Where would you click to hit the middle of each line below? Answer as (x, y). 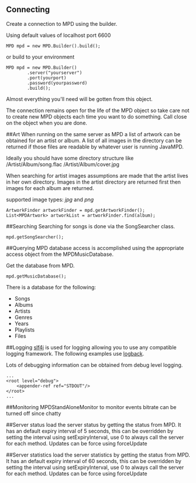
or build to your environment (40, 57)
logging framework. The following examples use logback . (75, 353)
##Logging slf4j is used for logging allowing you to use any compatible (91, 347)
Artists (23, 311)
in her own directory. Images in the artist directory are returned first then (94, 182)
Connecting (28, 10)
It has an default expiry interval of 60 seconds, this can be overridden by (94, 461)
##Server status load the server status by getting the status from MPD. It (94, 424)
